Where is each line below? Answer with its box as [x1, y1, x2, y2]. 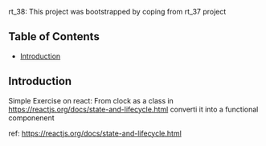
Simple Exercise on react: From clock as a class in [8, 95, 174, 105]
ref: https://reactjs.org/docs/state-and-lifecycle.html [8, 128, 182, 138]
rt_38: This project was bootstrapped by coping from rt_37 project [8, 7, 227, 16]
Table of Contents [8, 30, 100, 43]
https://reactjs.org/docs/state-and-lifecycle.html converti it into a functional [8, 104, 259, 114]
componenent [8, 112, 55, 123]
